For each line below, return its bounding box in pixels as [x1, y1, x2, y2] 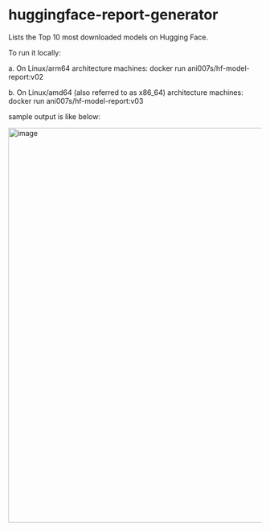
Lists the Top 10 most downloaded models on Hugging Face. [8, 32, 209, 42]
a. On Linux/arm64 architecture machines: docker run [8, 63, 186, 73]
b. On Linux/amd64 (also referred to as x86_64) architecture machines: [8, 87, 243, 97]
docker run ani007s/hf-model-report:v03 [8, 96, 144, 105]
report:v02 [8, 72, 44, 81]
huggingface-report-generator [8, 6, 219, 24]
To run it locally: [8, 47, 62, 57]
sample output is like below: [8, 111, 100, 121]
